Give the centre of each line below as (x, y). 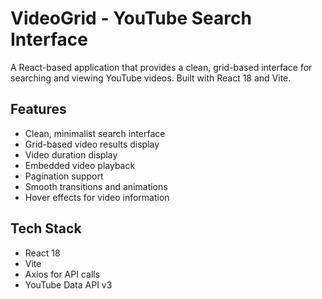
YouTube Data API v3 (68, 284)
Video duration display (71, 154)
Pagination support (64, 176)
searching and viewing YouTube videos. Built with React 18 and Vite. (151, 78)
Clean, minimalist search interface (95, 133)
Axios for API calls (62, 274)
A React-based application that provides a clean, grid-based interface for (161, 67)
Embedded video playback (80, 165)
